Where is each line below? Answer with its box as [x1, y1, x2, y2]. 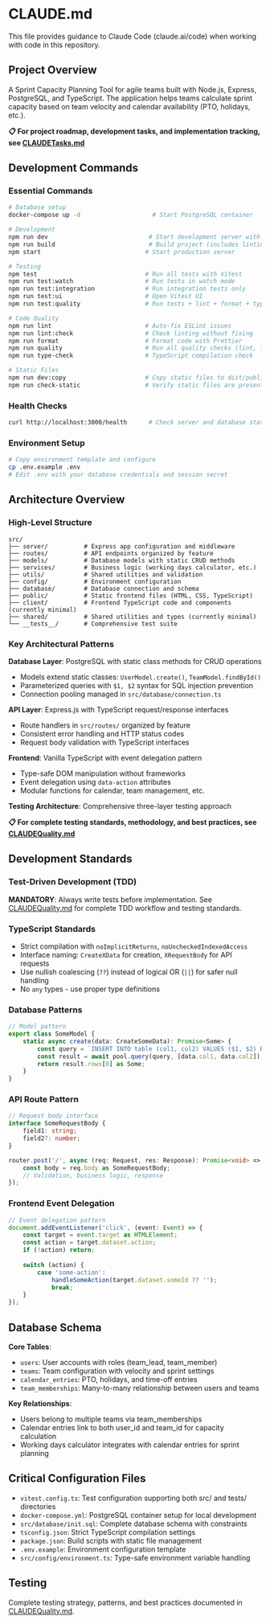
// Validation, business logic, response [22, 1171, 163, 1179]
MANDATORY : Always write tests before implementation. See [8, 894, 213, 904]
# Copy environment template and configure [8, 456, 157, 464]
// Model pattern [8, 1023, 67, 1031]
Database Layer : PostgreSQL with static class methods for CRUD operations [8, 656, 262, 666]
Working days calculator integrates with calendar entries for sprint [19, 1440, 239, 1450]
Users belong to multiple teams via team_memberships [19, 1414, 202, 1424]
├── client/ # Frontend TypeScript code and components [8, 598, 231, 607]
